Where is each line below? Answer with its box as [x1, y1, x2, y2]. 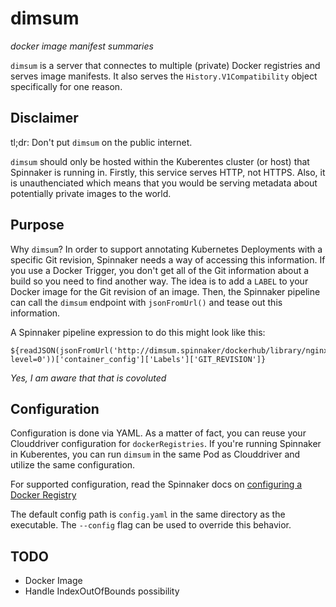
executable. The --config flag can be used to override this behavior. [10, 519, 292, 531]
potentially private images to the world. [10, 187, 172, 199]
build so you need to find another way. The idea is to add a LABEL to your [10, 275, 309, 287]
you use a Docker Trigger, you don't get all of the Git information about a [10, 264, 310, 276]
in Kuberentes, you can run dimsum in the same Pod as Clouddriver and [10, 448, 301, 461]
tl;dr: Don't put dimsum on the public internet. [10, 136, 193, 148]
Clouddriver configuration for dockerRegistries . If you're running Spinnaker [10, 438, 322, 450]
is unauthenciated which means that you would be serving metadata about [10, 177, 318, 189]
